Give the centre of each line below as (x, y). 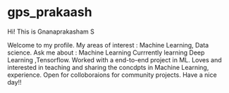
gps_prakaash (50, 12)
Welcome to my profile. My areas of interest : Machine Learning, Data (108, 45)
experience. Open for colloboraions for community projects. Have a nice (112, 75)
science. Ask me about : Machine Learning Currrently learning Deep (106, 52)
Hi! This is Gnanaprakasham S (51, 31)
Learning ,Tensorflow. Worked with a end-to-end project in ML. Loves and (114, 59)
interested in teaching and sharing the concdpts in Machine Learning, (108, 67)
